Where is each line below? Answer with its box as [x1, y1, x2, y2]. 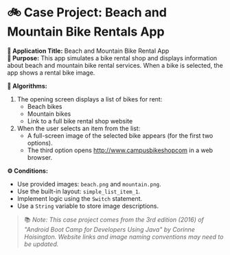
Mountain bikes [27, 110, 71, 118]
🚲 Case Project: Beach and [7, 5, 167, 21]
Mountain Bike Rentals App [7, 24, 165, 40]
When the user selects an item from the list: [16, 124, 141, 132]
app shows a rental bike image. [7, 69, 95, 77]
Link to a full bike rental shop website [27, 117, 133, 125]
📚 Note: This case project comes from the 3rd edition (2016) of [23, 215, 205, 223]
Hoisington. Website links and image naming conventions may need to [23, 232, 224, 241]
